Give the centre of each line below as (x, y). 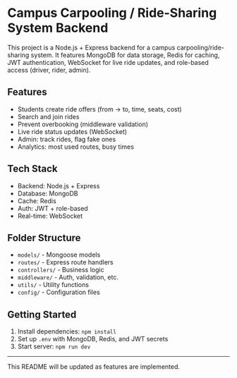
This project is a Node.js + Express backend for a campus (91, 47)
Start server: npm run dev (54, 346)
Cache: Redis (37, 201)
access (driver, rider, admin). (49, 70)
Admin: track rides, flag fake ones (67, 139)
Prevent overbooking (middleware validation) (83, 124)
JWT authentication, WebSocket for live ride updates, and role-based (108, 62)
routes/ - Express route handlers (66, 262)
